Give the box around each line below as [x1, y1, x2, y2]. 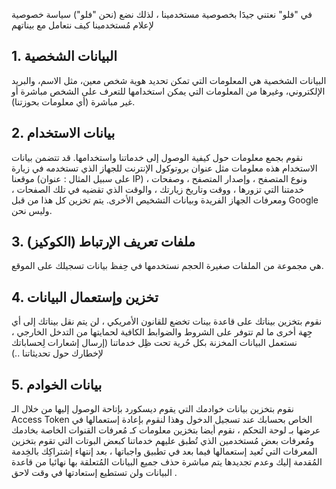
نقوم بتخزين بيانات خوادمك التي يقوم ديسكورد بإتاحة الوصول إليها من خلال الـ [11, 403, 294, 415]
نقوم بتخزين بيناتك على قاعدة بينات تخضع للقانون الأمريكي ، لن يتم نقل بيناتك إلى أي [11, 315, 323, 328]
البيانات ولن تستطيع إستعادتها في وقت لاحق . [11, 467, 178, 479]
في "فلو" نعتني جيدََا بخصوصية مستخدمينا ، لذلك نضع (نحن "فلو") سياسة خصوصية [11, 9, 313, 20]
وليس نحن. [11, 204, 53, 216]
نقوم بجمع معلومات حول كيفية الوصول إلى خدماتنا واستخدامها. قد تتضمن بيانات [11, 151, 304, 163]
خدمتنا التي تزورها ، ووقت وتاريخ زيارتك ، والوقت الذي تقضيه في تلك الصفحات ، [11, 183, 305, 195]
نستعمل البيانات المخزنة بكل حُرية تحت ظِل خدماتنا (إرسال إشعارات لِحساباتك [11, 337, 298, 349]
